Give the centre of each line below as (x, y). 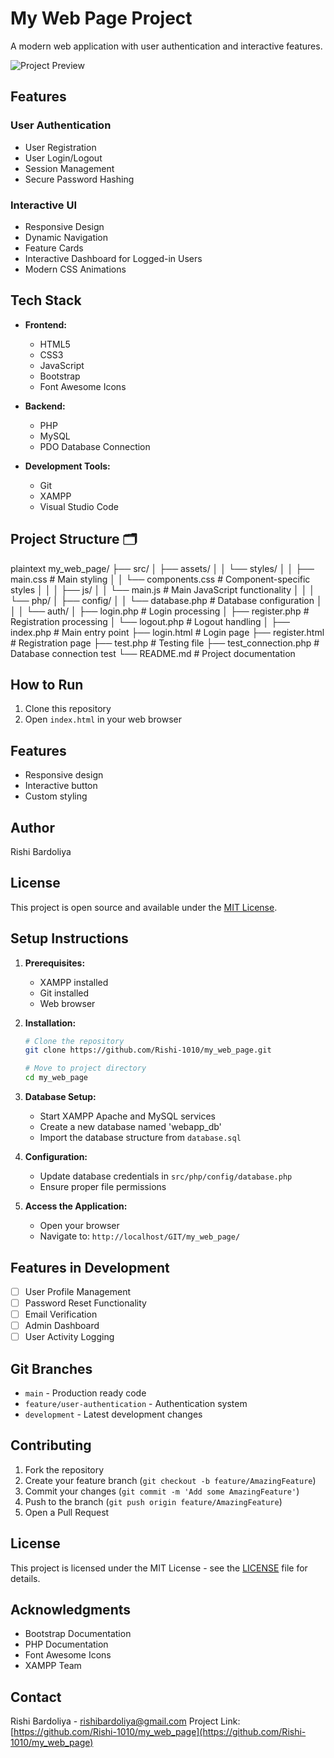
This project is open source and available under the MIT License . (144, 907)
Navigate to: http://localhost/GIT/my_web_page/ (140, 1236)
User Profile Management (78, 1291)
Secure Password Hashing (79, 179)
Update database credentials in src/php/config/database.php (166, 1176)
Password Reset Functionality (85, 1303)
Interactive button (61, 786)
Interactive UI (44, 205)
